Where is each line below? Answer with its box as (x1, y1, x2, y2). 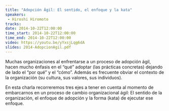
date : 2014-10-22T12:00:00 (5, 26, 62, 31)
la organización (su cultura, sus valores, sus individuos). (5, 74, 122, 80)
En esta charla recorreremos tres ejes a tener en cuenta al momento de (5, 84, 154, 90)
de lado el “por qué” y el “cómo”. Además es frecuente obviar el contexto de (5, 69, 164, 75)
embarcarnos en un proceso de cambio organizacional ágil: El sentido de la (5, 89, 162, 95)
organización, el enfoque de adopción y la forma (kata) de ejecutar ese (5, 95, 153, 101)
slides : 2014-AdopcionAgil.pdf (5, 45, 71, 50)
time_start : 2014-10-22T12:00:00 (5, 31, 76, 36)
